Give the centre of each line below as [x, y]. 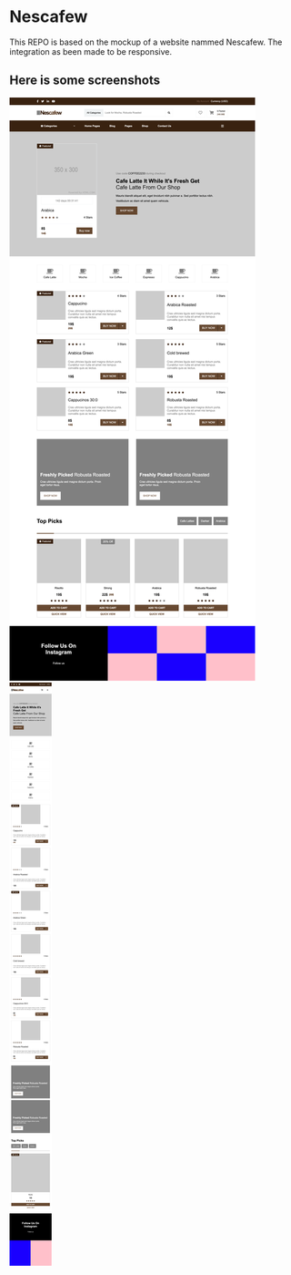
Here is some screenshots [85, 81]
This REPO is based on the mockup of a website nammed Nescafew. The [146, 42]
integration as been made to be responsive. [91, 51]
